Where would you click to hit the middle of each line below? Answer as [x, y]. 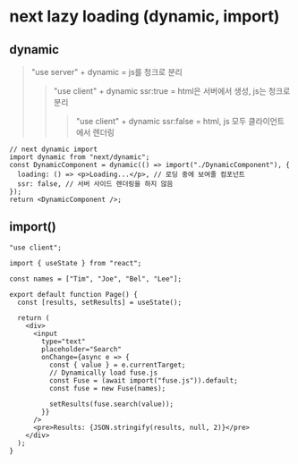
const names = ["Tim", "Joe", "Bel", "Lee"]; [95, 279]
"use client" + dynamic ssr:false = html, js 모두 [161, 121]
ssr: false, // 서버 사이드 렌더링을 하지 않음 [95, 184]
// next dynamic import [54, 149]
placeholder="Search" [82, 349]
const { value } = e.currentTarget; [117, 365]
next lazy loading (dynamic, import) [145, 17]
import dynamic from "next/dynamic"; [80, 157]
